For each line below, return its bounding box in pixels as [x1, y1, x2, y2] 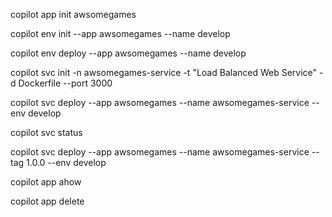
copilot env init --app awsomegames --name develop [10, 28, 231, 39]
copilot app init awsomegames [10, 9, 137, 20]
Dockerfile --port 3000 [18, 77, 113, 89]
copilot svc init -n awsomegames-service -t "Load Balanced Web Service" [10, 67, 318, 78]
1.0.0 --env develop [26, 157, 107, 168]
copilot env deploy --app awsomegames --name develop [10, 47, 247, 59]
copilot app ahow [10, 176, 82, 188]
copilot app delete [10, 195, 85, 207]
